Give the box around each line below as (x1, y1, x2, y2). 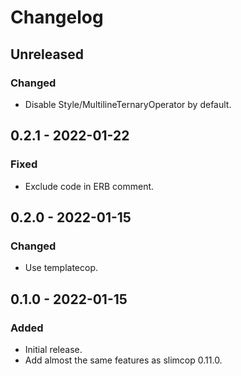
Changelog (10, 6, 104, 29)
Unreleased (10, 46, 85, 63)
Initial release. (24, 343, 83, 355)
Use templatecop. (24, 262, 99, 274)
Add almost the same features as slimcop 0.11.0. (24, 354, 223, 366)
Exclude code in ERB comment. (24, 180, 155, 192)
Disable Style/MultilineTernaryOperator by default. (24, 98, 232, 110)
